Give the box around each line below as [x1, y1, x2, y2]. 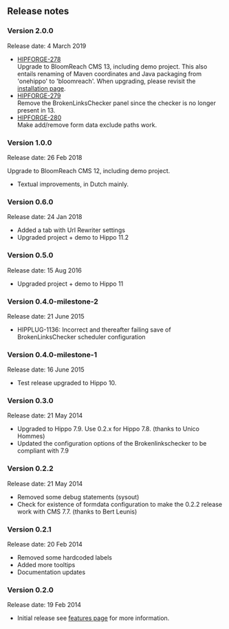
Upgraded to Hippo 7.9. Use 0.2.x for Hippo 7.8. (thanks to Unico [17, 425, 199, 433]
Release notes [7, 5, 69, 17]
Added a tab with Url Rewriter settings [17, 226, 126, 234]
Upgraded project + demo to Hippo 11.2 [17, 233, 129, 242]
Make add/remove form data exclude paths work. [17, 120, 157, 129]
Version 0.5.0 [7, 251, 54, 260]
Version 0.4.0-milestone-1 [7, 350, 98, 359]
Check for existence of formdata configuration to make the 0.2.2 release [17, 500, 223, 508]
